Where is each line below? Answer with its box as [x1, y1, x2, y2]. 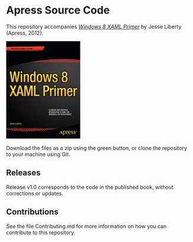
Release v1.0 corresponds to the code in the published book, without [6, 184, 173, 191]
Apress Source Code [6, 4, 110, 17]
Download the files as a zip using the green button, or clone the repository [6, 144, 188, 151]
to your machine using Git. [6, 151, 70, 158]
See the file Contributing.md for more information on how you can [6, 223, 167, 230]
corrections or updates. [6, 189, 63, 197]
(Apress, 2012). [6, 29, 44, 36]
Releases [6, 168, 41, 178]
